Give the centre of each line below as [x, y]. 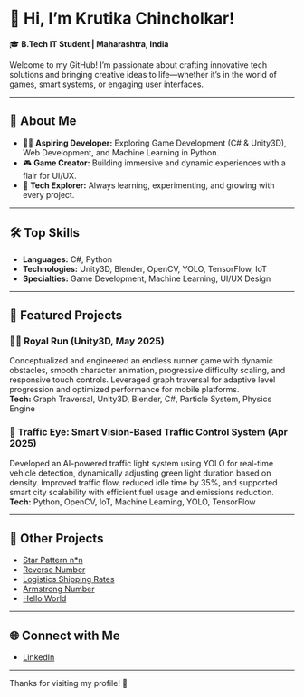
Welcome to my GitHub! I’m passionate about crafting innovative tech [138, 65]
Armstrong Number [58, 589]
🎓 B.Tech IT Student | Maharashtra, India [89, 43]
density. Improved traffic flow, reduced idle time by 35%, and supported [143, 482]
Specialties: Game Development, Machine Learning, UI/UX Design [147, 278]
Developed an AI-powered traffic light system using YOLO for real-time [142, 463]
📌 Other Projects [57, 538]
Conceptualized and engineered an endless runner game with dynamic [142, 361]
